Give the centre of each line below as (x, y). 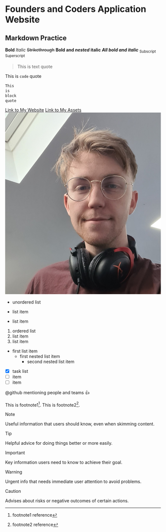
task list (20, 371)
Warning (14, 472)
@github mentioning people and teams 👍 (47, 392)
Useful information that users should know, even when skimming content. (80, 424)
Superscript (15, 56)
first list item (25, 351)
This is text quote (35, 67)
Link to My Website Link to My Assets (43, 110)
